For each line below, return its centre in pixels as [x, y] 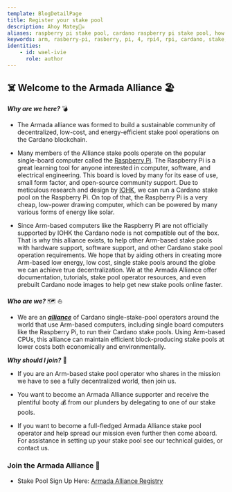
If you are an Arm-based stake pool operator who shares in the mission [118, 373]
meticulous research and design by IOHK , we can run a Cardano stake [117, 190]
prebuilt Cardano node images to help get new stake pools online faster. [120, 284]
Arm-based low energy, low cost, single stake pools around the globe [116, 262]
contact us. [33, 448]
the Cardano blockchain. [52, 139]
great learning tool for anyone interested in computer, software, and [114, 167]
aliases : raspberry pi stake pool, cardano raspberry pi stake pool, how [116, 33]
